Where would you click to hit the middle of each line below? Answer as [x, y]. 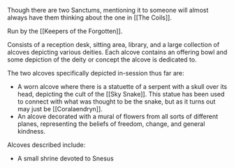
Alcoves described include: [46, 145]
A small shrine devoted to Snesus [65, 158]
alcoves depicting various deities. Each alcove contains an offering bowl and [117, 52]
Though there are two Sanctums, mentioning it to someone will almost [108, 10]
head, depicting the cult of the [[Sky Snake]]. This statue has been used [121, 94]
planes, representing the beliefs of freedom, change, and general [111, 124]
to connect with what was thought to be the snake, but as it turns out [116, 101]
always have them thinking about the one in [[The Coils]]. [90, 17]
